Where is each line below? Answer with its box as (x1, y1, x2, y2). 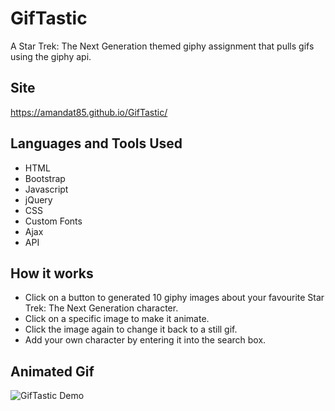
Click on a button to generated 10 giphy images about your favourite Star (24, 292, 325, 304)
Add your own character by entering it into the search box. (24, 334, 267, 346)
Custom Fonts (24, 215, 83, 227)
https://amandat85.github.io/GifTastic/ (10, 106, 168, 118)
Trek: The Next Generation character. (24, 302, 179, 314)
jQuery (24, 193, 53, 206)
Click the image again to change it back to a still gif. (24, 323, 238, 336)
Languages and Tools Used (10, 135, 183, 152)
